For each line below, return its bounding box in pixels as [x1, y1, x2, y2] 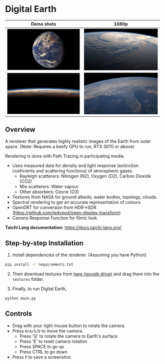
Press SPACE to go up [19, 343, 64, 349]
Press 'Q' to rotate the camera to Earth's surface [19, 333, 118, 339]
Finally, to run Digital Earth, [12, 286, 67, 292]
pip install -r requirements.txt [5, 262, 74, 267]
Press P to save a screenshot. [12, 354, 72, 360]
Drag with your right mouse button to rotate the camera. [12, 323, 126, 329]
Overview [5, 125, 36, 133]
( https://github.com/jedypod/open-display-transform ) [12, 210, 121, 216]
